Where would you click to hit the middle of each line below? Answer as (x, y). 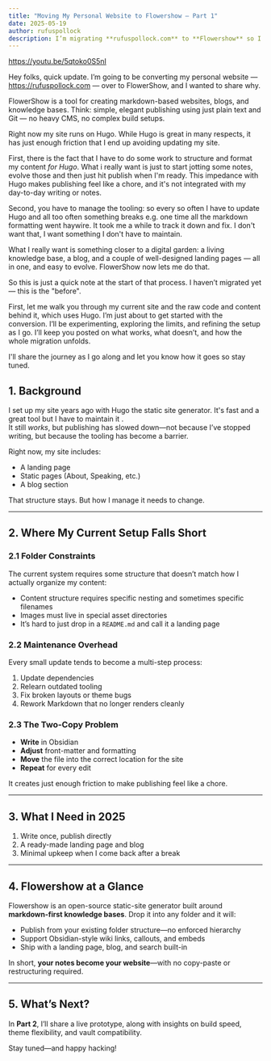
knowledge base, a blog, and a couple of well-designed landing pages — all (134, 259)
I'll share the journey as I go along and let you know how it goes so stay (127, 357)
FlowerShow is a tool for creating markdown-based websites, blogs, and (129, 101)
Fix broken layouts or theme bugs (75, 695)
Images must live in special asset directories (94, 615)
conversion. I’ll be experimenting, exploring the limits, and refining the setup (134, 324)
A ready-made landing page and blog (82, 844)
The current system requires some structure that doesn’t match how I (124, 574)
